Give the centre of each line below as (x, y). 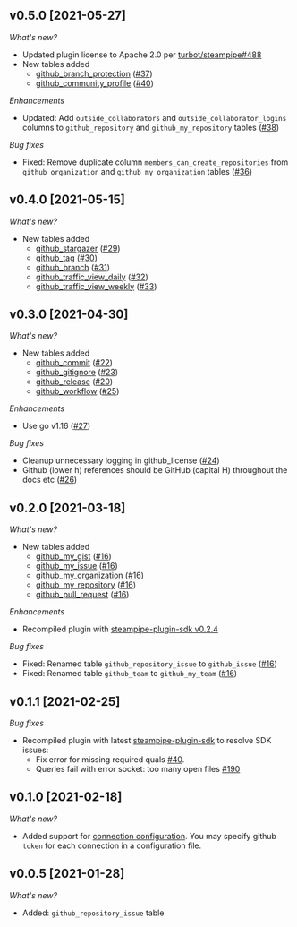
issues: (35, 750)
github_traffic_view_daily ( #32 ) (92, 277)
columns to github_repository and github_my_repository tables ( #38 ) (151, 127)
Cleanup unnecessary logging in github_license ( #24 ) (121, 460)
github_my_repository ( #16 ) (86, 585)
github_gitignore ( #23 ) (77, 373)
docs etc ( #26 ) (50, 480)
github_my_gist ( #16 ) (73, 556)
